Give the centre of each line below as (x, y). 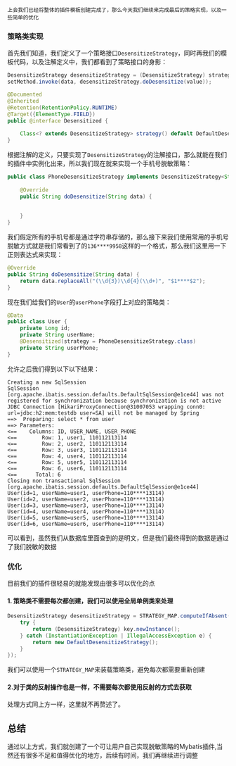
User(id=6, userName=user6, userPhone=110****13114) (86, 524)
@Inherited (23, 101)
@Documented (25, 95)
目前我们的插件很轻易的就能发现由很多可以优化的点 (81, 583)
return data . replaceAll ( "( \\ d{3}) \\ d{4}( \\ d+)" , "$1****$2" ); (113, 281)
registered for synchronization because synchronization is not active (114, 401)
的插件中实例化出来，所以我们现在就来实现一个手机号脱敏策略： (99, 163)
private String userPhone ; (59, 348)
